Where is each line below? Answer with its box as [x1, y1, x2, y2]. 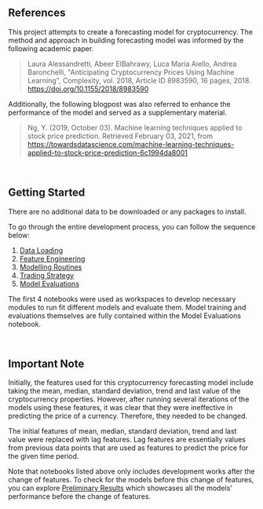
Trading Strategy [19, 270, 75, 280]
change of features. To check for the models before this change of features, [8, 475, 254, 485]
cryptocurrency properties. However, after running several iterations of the [8, 394, 250, 404]
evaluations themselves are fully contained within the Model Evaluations [8, 310, 242, 320]
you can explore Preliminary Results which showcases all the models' [8, 483, 233, 493]
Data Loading [19, 245, 64, 255]
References [8, 6, 66, 20]
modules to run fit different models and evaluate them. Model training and [8, 302, 247, 312]
